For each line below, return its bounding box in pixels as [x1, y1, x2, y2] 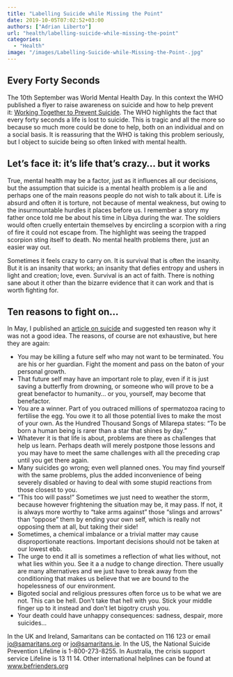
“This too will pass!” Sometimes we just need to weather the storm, [17, 493, 210, 502]
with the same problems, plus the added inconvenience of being [17, 471, 202, 479]
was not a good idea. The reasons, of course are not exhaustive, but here [7, 332, 218, 340]
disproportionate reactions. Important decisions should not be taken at [17, 537, 220, 546]
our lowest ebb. [17, 545, 63, 553]
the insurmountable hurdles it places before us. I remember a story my [7, 206, 209, 214]
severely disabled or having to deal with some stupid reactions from [17, 478, 212, 487]
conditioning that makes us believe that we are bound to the [17, 575, 189, 583]
